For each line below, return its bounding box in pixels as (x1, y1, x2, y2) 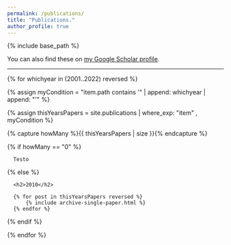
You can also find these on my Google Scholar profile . (7, 55, 160, 63)
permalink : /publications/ (7, 10, 85, 17)
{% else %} (7, 168, 40, 176)
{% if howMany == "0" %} (7, 142, 82, 151)
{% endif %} (7, 217, 43, 226)
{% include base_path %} (7, 42, 80, 50)
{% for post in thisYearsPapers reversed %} (13, 193, 143, 200)
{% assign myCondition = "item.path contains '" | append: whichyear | (7, 88, 206, 96)
